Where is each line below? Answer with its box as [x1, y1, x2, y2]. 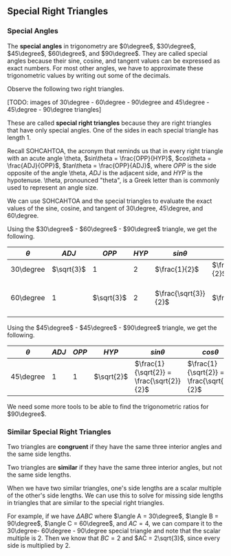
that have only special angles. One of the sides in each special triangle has [7, 126, 219, 134]
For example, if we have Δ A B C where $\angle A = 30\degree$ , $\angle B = [7, 512, 219, 520]
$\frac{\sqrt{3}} [154, 288, 206, 298]
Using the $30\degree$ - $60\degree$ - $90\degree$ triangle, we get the [7, 224, 217, 233]
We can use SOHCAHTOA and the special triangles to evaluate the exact [7, 197, 212, 205]
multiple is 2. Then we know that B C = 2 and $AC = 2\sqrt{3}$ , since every [7, 534, 221, 542]
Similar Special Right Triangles [7, 427, 111, 437]
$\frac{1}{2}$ [154, 264, 199, 274]
